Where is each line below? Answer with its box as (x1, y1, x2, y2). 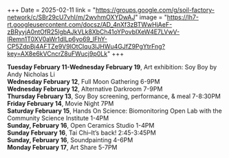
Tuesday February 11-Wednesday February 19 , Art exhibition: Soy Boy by (7, 63, 217, 71)
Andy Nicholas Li (7, 70, 55, 78)
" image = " (135, 13, 167, 21)
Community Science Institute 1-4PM (7, 114, 109, 122)
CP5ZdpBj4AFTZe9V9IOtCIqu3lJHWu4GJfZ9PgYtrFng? (7, 43, 166, 50)
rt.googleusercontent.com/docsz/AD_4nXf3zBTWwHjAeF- (7, 21, 173, 28)
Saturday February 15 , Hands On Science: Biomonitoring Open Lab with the (7, 106, 222, 115)
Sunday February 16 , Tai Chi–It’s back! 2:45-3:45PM (7, 128, 156, 137)
